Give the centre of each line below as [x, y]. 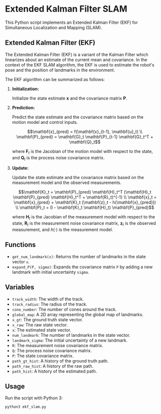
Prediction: [23, 107]
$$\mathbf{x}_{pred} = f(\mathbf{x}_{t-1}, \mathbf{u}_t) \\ [85, 132]
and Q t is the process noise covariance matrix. [58, 158]
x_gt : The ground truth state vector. [47, 319]
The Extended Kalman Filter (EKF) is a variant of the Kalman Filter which [77, 54]
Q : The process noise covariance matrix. [52, 350]
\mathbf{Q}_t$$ [85, 142]
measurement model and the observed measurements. [67, 182]
